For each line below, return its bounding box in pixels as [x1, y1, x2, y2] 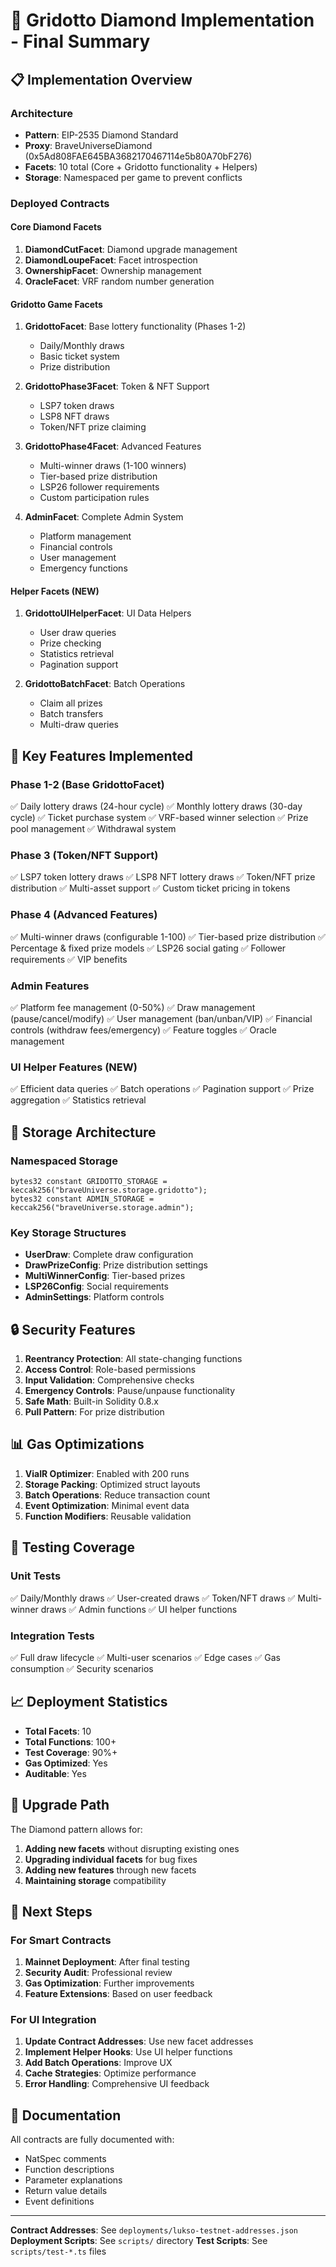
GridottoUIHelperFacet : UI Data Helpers [24, 607, 192, 619]
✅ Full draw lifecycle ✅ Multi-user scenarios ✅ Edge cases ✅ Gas [10, 1651, 281, 1663]
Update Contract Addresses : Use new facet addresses [24, 2035, 254, 2048]
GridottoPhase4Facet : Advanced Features [24, 440, 202, 453]
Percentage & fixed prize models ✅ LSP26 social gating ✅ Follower [10, 942, 287, 954]
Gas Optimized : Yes [24, 1757, 108, 1769]
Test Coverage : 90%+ [24, 1746, 118, 1758]
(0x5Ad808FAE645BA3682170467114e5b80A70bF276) [24, 150, 253, 162]
